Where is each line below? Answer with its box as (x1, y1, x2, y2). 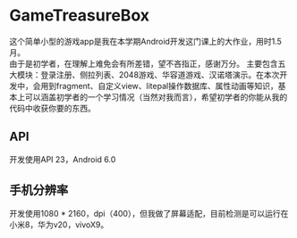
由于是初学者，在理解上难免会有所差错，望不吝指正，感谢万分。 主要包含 (9, 58, 278, 69)
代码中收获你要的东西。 (9, 103, 96, 113)
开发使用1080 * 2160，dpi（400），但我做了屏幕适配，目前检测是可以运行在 (9, 208, 289, 218)
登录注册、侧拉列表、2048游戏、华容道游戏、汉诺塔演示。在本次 (39, 69, 280, 80)
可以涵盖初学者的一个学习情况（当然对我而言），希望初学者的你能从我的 (24, 91, 288, 103)
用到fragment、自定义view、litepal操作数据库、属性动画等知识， (39, 80, 279, 91)
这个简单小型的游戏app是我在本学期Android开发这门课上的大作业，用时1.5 (9, 36, 282, 46)
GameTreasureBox (9, 5, 150, 26)
